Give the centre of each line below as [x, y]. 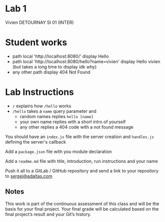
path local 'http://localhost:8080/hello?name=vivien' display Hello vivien [86, 61]
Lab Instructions [40, 92]
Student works [36, 42]
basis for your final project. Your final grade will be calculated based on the [82, 209]
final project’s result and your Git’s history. [48, 214]
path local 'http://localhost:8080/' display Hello [61, 56]
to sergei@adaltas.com [29, 176]
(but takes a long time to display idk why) [54, 67]
